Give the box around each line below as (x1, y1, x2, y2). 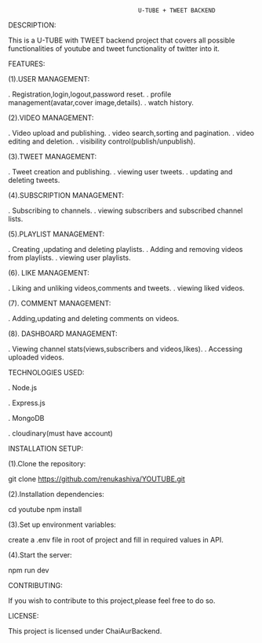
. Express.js (8, 398, 45, 407)
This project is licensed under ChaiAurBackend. (8, 627, 162, 635)
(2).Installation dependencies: (8, 490, 104, 499)
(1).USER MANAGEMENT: (8, 75, 90, 83)
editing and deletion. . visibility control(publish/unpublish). (8, 137, 196, 146)
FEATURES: (8, 59, 45, 68)
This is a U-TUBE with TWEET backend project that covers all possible (8, 35, 235, 45)
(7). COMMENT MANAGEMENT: (8, 298, 111, 308)
